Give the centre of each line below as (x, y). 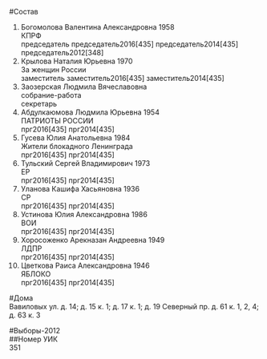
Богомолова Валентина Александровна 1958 (97, 27)
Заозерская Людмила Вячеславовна (84, 87)
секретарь (39, 104)
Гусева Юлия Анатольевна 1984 (75, 138)
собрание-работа (51, 95)
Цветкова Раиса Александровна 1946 (85, 265)
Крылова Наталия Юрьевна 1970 (77, 61)
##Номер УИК (34, 339)
